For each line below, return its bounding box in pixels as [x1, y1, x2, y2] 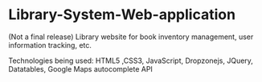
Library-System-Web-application [8, 6, 235, 24]
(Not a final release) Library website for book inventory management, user [8, 32, 254, 41]
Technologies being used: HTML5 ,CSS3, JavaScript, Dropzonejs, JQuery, [8, 56, 253, 65]
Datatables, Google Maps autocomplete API [8, 64, 153, 73]
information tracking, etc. [8, 40, 92, 49]
